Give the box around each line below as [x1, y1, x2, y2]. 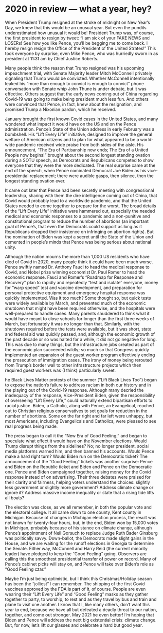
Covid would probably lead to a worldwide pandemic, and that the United [5, 198, 152, 203]
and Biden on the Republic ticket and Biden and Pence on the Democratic [5, 464, 152, 470]
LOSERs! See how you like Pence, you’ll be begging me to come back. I [5, 40, 148, 46]
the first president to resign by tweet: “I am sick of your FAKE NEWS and [5, 35, 150, 41]
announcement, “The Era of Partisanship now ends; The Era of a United [5, 147, 148, 153]
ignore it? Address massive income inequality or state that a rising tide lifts [5, 489, 154, 495]
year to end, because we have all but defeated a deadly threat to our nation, [5, 607, 157, 613]
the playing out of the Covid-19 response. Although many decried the [5, 387, 144, 393]
